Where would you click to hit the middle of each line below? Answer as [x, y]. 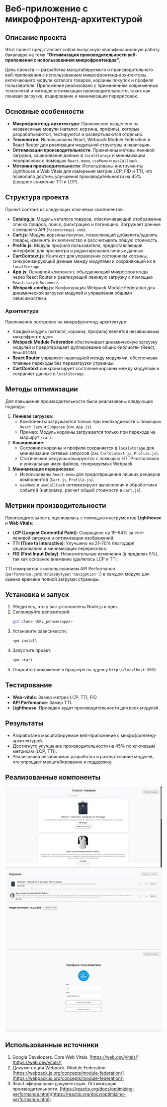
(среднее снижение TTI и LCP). [45, 181]
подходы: [15, 406]
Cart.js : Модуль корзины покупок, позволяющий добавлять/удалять [85, 235]
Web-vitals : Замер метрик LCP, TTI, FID [54, 697]
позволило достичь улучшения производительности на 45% [77, 176]
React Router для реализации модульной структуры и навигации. [82, 145]
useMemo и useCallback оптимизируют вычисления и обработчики [88, 484]
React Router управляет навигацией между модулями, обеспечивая [85, 358]
